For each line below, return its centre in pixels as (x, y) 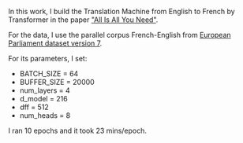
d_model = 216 (44, 99)
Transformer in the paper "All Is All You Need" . (83, 20)
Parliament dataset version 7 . (55, 43)
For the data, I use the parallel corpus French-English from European (120, 35)
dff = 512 (34, 107)
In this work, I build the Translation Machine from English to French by (121, 11)
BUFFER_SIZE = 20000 (57, 82)
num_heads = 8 (45, 115)
